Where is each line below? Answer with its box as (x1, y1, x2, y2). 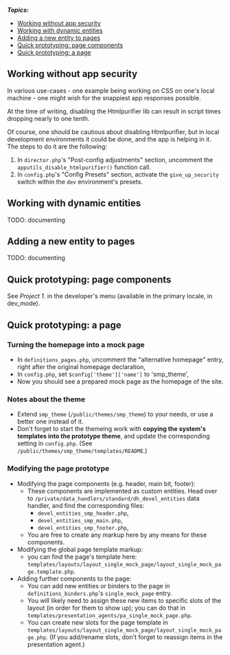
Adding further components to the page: (16, 574, 132, 583)
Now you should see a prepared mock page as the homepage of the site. (16, 377, 224, 386)
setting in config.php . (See (16, 439, 93, 447)
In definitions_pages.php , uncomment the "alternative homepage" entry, (16, 355, 224, 364)
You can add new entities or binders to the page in (27, 581, 170, 590)
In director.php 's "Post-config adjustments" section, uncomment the (16, 155, 214, 164)
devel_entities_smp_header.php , (37, 509, 129, 517)
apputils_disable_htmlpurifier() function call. (16, 163, 151, 171)
